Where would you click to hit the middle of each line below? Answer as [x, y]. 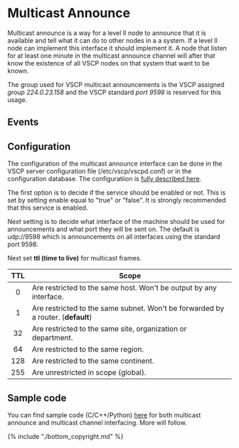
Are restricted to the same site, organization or [109, 329]
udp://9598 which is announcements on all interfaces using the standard [114, 237]
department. [52, 338]
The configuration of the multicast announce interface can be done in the [115, 164]
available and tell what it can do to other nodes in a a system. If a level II [113, 40]
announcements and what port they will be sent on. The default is [103, 229]
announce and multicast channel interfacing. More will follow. [97, 422]
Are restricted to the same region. [88, 350]
